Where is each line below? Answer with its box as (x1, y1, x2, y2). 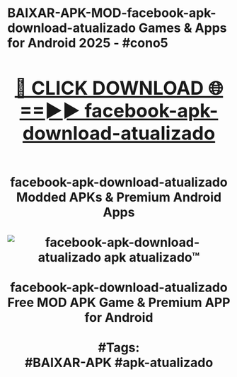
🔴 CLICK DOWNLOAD (14, 76, 204, 100)
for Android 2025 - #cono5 (7, 35, 168, 51)
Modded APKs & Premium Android (16, 189, 221, 205)
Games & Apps (138, 20, 227, 36)
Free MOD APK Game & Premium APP (7, 294, 231, 311)
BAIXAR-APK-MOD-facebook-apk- (7, 5, 216, 21)
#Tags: (98, 340, 140, 355)
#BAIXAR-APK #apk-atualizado (24, 354, 214, 371)
